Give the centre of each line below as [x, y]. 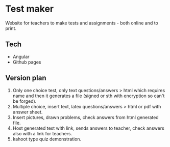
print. [11, 28]
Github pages [27, 62]
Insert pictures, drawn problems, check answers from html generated [86, 117]
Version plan [26, 78]
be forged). [25, 101]
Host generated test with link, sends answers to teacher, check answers [88, 128]
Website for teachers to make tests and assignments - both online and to [82, 23]
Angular [21, 56]
